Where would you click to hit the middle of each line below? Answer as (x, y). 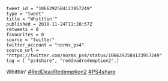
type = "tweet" (25, 14)
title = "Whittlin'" (32, 19)
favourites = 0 (25, 35)
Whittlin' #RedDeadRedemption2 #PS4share (61, 72)
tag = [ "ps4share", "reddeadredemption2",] (63, 61)
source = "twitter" (31, 40)
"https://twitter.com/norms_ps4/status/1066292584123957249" (84, 55)
